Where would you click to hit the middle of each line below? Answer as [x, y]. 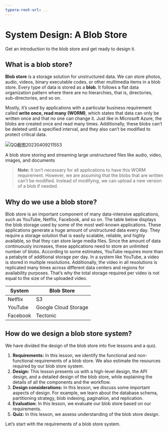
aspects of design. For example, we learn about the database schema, [85, 393]
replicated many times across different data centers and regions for [75, 268]
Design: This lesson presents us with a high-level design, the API [80, 371]
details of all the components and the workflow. [61, 382]
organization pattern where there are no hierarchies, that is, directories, [79, 93]
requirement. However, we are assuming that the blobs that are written [90, 175]
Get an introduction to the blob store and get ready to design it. [70, 49]
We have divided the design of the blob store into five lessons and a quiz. [81, 346]
